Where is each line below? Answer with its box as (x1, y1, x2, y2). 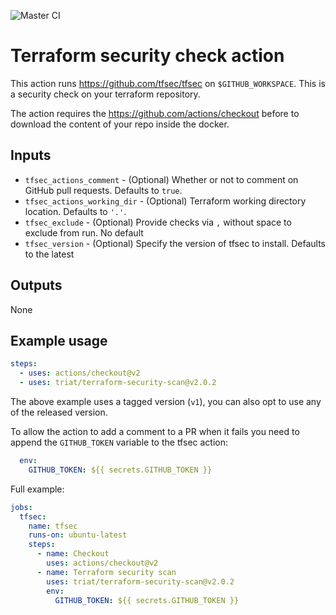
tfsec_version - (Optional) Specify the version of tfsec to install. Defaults (24, 237, 326, 249)
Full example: (10, 483, 65, 495)
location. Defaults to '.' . (24, 205, 127, 217)
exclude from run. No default (24, 226, 144, 239)
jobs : (10, 502, 33, 512)
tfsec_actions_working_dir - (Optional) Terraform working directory (24, 195, 307, 207)
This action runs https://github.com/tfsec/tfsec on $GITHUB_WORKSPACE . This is (10, 77, 326, 89)
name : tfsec (28, 521, 78, 531)
